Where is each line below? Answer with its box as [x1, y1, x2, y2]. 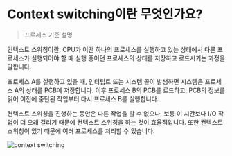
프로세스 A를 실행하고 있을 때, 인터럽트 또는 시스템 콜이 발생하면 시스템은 [7, 77, 204, 85]
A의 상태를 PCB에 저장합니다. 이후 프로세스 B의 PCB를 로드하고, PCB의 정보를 [14, 86, 225, 94]
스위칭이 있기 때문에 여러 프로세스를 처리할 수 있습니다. [7, 126, 155, 135]
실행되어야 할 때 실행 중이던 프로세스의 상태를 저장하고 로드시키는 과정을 [30, 53, 226, 62]
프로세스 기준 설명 [24, 31, 73, 39]
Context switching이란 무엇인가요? [7, 6, 203, 22]
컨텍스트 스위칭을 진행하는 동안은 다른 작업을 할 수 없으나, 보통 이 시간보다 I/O [7, 109, 217, 118]
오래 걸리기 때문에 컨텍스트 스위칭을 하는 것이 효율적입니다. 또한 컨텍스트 [27, 118, 224, 126]
